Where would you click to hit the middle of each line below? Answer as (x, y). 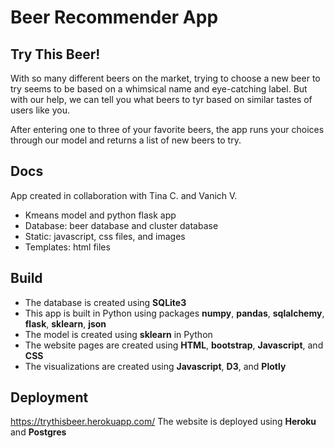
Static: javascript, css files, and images (105, 236)
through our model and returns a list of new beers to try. (126, 140)
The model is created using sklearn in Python (118, 334)
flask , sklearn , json (65, 323)
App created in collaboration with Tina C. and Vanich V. (124, 195)
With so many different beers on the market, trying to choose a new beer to (165, 78)
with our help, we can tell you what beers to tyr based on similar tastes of (161, 99)
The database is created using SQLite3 (105, 302)
